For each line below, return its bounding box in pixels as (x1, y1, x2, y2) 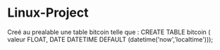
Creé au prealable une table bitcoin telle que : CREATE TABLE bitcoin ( (7, 28, 211, 36)
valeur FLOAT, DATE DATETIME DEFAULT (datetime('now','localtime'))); (7, 35, 214, 43)
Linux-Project (7, 5, 90, 21)
